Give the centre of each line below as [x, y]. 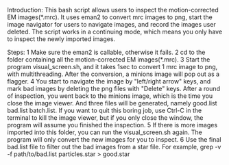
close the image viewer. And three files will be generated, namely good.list [112, 103]
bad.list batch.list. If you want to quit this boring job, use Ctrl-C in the [105, 110]
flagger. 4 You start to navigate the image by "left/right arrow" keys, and [109, 81]
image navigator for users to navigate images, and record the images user [111, 24]
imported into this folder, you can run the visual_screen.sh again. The [105, 132]
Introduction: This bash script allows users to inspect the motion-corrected [113, 10]
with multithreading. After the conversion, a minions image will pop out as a [113, 74]
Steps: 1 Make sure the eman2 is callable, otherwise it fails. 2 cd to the [106, 52]
